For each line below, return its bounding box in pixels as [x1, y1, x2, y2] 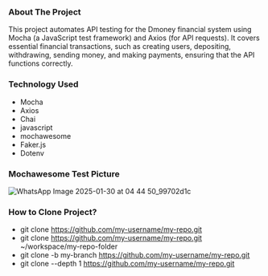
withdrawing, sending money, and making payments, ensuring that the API [8, 51, 255, 60]
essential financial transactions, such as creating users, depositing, [8, 42, 232, 51]
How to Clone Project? [8, 206, 97, 217]
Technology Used [8, 79, 79, 90]
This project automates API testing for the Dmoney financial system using [8, 25, 252, 34]
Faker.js [19, 140, 47, 149]
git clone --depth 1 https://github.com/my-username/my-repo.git [19, 259, 235, 269]
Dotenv [19, 148, 44, 158]
